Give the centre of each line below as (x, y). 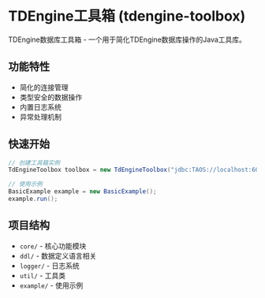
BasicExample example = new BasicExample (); (82, 192)
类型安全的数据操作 (51, 97)
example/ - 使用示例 (51, 285)
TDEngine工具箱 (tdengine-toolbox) (127, 16)
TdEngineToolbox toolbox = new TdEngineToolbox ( (90, 170)
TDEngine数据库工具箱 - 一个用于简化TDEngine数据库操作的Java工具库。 (127, 39)
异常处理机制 (40, 117)
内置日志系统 (40, 106)
